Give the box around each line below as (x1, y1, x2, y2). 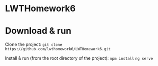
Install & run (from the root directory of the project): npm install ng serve (5, 55, 153, 61)
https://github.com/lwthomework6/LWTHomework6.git (5, 47, 111, 52)
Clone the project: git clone (5, 42, 62, 47)
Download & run (5, 25, 72, 37)
